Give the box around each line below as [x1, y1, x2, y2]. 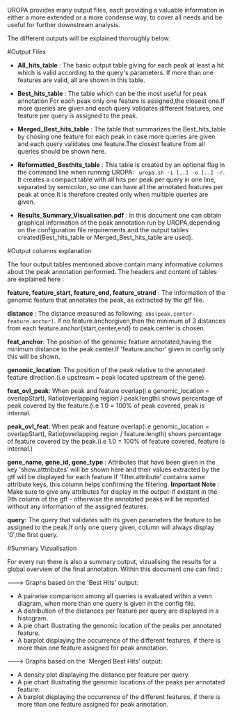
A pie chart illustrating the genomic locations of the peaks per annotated [17, 678, 225, 686]
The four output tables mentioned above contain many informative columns [7, 260, 223, 268]
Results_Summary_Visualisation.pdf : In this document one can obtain [17, 211, 222, 219]
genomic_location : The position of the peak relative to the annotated [7, 366, 205, 374]
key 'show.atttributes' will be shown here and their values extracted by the [7, 465, 220, 474]
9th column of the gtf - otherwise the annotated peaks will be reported [7, 495, 210, 503]
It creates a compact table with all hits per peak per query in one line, [17, 175, 216, 184]
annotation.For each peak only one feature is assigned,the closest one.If [17, 97, 225, 105]
